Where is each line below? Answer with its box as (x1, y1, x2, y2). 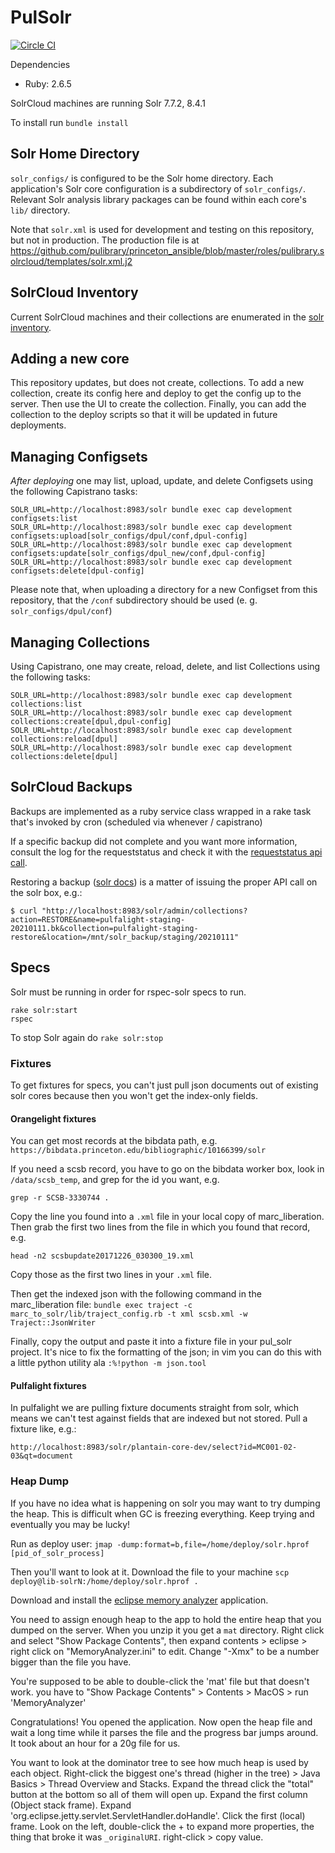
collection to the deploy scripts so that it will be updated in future (10, 409, 278, 421)
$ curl (10, 906, 38, 916)
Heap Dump (10, 1474, 70, 1488)
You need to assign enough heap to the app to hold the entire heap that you (10, 1613, 322, 1625)
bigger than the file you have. (10, 1656, 132, 1668)
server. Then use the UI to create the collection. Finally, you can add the (10, 398, 307, 410)
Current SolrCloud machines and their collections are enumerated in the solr (10, 311, 325, 323)
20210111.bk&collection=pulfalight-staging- (10, 923, 199, 933)
